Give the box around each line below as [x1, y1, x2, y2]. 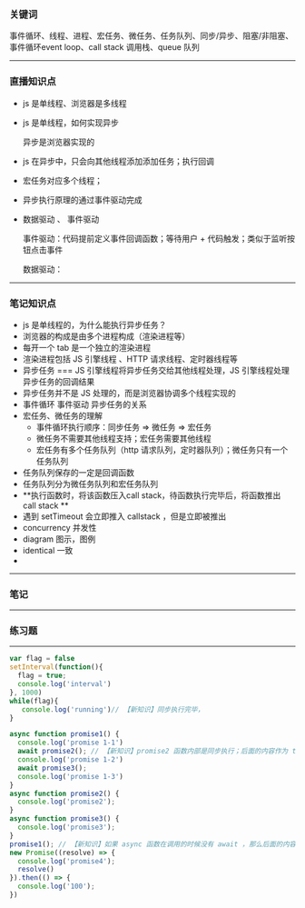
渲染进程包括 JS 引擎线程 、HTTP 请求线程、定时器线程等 [22, 353, 238, 364]
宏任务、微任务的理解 [22, 410, 103, 421]
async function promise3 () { [9, 814, 120, 823]
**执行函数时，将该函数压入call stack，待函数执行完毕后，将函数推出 [22, 489, 281, 501]
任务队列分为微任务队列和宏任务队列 [22, 478, 159, 489]
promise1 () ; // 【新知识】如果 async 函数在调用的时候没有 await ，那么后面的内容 [9, 839, 297, 849]
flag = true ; [17, 671, 67, 681]
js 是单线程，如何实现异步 [22, 116, 120, 128]
